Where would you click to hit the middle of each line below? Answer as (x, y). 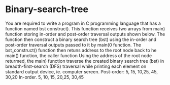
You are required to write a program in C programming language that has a (83, 23)
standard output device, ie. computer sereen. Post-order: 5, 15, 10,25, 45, (82, 71)
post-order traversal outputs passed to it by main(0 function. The (73, 45)
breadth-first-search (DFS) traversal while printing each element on (76, 66)
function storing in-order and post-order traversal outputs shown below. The (85, 34)
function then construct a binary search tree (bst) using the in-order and (81, 39)
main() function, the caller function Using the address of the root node (79, 55)
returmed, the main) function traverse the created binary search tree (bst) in (85, 61)
